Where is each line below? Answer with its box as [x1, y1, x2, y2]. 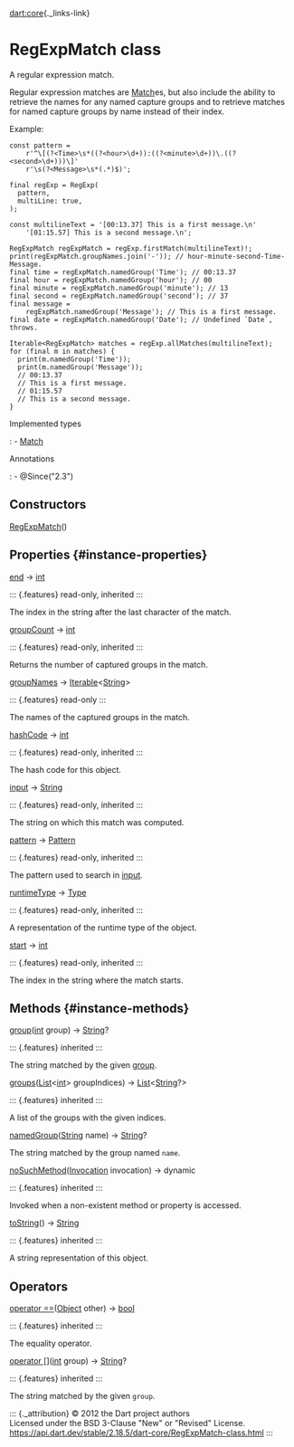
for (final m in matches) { [9, 347, 116, 356]
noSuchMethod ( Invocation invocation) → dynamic [9, 1165, 196, 1176]
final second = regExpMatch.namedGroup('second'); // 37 [9, 291, 229, 300]
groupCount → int [9, 624, 76, 634]
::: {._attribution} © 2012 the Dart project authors [9, 1408, 190, 1419]
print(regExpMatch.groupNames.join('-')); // [9, 252, 184, 261]
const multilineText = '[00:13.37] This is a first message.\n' [9, 220, 257, 229]
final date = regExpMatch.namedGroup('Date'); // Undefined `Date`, [9, 315, 273, 324]
